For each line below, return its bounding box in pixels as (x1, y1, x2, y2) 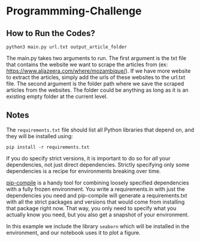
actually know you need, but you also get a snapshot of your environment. (6, 211, 189, 218)
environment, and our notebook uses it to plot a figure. (6, 229, 141, 236)
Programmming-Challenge (6, 4, 142, 18)
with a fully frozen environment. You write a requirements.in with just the (6, 185, 185, 193)
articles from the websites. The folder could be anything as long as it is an (6, 86, 189, 94)
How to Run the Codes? (6, 28, 96, 38)
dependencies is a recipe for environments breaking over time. (6, 167, 161, 175)
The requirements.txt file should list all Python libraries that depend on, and (6, 126, 195, 133)
